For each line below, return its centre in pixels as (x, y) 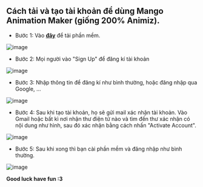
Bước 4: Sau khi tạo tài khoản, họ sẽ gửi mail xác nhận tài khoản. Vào (101, 112)
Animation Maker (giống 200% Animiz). (83, 21)
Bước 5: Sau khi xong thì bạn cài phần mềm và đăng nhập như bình (98, 149)
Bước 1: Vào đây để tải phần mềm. (58, 35)
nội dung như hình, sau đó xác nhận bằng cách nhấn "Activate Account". (106, 125)
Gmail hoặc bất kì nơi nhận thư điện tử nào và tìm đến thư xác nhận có (102, 118)
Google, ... (28, 89)
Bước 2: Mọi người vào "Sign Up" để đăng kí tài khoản (82, 59)
